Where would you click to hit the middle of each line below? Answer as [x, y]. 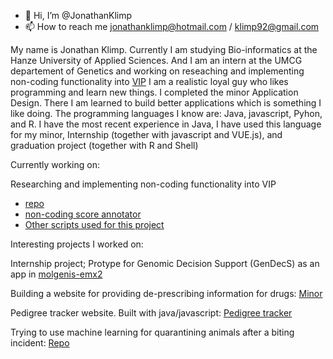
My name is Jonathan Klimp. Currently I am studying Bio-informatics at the [164, 49]
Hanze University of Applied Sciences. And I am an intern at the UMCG [156, 60]
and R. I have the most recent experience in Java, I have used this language [166, 124]
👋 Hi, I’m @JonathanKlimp [78, 15]
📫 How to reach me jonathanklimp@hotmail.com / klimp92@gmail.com [172, 26]
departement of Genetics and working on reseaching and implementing [157, 71]
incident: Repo [40, 343]
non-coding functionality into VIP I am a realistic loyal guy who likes [149, 81]
